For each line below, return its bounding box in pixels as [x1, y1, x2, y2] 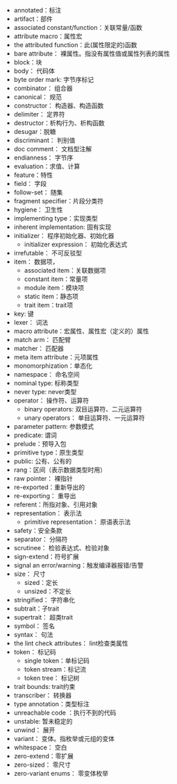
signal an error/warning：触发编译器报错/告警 [13, 561, 144, 569]
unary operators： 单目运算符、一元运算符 [24, 414, 145, 422]
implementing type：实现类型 [13, 214, 99, 222]
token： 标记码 [13, 648, 57, 656]
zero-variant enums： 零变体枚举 [13, 769, 109, 777]
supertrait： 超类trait [13, 613, 73, 621]
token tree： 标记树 [24, 674, 80, 682]
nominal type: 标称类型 [13, 379, 80, 387]
